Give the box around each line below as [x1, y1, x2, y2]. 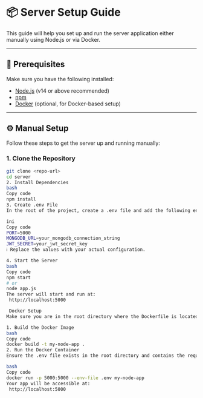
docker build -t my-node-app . [6, 341, 85, 348]
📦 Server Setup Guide [6, 5, 121, 19]
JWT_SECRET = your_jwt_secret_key [6, 241, 88, 247]
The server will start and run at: [6, 291, 96, 297]
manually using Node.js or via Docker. [6, 36, 101, 43]
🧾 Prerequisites [6, 59, 65, 70]
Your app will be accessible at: [6, 380, 91, 386]
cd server [6, 174, 31, 180]
